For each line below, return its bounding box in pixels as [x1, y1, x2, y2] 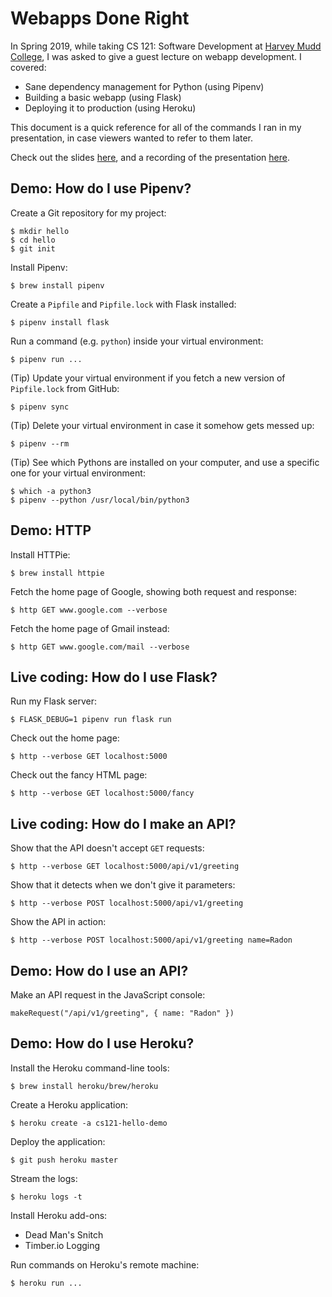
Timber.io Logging [24, 1239, 101, 1251]
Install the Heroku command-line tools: [10, 1062, 170, 1074]
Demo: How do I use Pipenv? [10, 180, 192, 197]
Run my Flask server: [10, 695, 97, 707]
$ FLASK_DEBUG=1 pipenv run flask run [10, 715, 172, 725]
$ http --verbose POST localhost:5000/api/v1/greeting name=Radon [10, 935, 293, 946]
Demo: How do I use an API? [10, 962, 189, 979]
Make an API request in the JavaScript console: [10, 989, 206, 1001]
